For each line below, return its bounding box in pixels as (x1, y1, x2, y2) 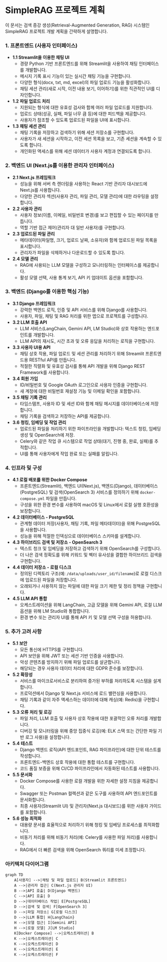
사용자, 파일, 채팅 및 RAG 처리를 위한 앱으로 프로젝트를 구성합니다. (19, 313, 149, 319)
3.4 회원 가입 (12, 375, 38, 381)
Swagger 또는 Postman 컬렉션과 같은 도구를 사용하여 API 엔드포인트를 (19, 790, 158, 796)
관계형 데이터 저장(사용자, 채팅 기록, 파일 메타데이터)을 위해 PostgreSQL (19, 521, 161, 527)
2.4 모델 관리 (12, 256, 38, 262)
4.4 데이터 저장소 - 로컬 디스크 (12, 564, 71, 571)
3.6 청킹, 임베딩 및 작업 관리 (12, 419, 66, 425)
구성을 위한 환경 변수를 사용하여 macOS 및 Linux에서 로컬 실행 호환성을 (19, 502, 159, 508)
